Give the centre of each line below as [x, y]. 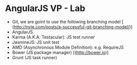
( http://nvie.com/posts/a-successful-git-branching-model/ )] [72, 26]
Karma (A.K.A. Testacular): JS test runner [53, 37]
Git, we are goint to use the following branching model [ [68, 22]
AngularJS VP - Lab [45, 8]
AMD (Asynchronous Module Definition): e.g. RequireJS [68, 47]
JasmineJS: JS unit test [36, 42]
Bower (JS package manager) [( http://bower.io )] [60, 52]
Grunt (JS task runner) [34, 57]
